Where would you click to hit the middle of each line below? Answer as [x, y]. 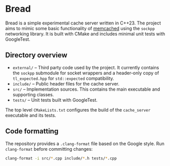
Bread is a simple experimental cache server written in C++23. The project [83, 23]
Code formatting [32, 131]
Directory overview [36, 55]
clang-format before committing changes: [49, 149]
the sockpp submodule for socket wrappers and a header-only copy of [86, 73]
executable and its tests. [31, 115]
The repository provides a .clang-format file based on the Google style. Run [85, 144]
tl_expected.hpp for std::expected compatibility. [63, 78]
